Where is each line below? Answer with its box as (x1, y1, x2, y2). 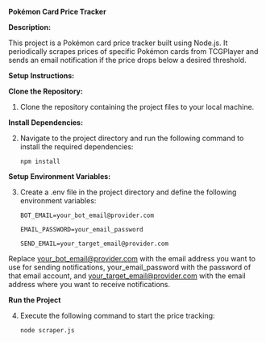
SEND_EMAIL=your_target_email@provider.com (19, 240, 169, 248)
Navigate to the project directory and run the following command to (19, 133, 244, 143)
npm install (19, 157, 60, 165)
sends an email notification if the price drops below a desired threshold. (8, 56, 247, 65)
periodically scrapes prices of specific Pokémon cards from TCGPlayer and (8, 47, 259, 56)
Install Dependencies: (8, 118, 83, 127)
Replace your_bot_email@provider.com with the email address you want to (8, 254, 256, 263)
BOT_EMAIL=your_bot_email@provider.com (19, 211, 155, 219)
